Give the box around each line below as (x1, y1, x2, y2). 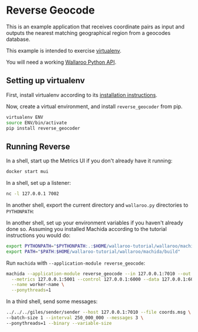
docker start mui (6, 169, 49, 175)
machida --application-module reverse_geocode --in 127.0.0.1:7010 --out (6, 271, 192, 276)
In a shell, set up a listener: (6, 180, 71, 187)
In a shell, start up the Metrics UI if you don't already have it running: (6, 157, 173, 164)
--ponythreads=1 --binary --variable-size (6, 320, 112, 326)
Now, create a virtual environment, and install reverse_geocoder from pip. (6, 103, 183, 110)
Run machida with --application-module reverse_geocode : (6, 259, 146, 266)
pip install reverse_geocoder (6, 125, 81, 131)
